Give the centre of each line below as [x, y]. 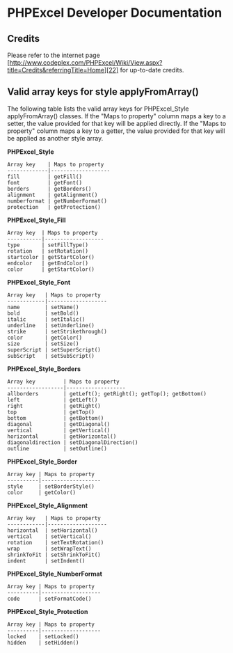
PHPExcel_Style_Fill [37, 220]
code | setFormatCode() [49, 599]
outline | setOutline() [57, 448]
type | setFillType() [48, 245]
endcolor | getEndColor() [48, 263]
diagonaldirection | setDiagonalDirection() [73, 442]
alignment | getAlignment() [53, 195]
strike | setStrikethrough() [57, 331]
